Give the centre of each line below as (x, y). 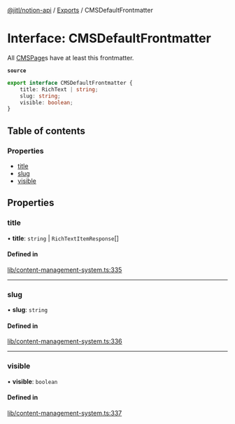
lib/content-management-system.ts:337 (65, 413)
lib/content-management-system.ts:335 (65, 270)
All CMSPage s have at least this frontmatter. (71, 57)
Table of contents (46, 131)
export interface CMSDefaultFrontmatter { (70, 83)
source (17, 70)
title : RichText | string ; (59, 89)
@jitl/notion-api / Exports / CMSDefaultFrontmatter (80, 10)
